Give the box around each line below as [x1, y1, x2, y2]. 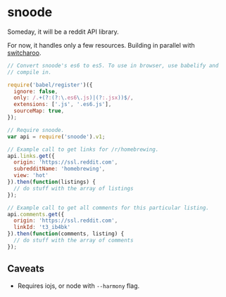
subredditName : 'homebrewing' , [13, 166, 106, 173]
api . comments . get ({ [7, 211, 65, 218]
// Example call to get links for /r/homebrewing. [7, 145, 159, 153]
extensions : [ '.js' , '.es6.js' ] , [13, 101, 112, 108]
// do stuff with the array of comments [13, 237, 134, 244]
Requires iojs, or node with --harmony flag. [17, 282, 140, 290]
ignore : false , [13, 88, 58, 95]
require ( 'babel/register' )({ [7, 81, 93, 88]
